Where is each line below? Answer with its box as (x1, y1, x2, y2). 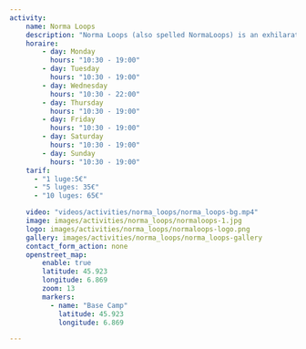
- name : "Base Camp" (49, 301, 128, 310)
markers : (42, 293, 76, 302)
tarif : (25, 166, 51, 175)
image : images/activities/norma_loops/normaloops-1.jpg (25, 216, 243, 225)
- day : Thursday (42, 98, 104, 108)
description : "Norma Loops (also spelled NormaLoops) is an (25, 30, 259, 39)
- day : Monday (42, 47, 96, 56)
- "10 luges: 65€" (33, 191, 104, 200)
